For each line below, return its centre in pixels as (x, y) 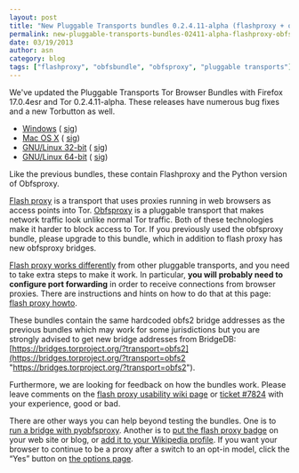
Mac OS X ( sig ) (51, 138)
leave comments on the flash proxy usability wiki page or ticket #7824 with (146, 394)
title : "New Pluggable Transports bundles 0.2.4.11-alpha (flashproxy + (147, 26)
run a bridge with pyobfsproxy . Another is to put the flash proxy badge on (144, 430)
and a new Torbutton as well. (62, 111)
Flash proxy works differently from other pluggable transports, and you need (149, 265)
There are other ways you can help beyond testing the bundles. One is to (143, 421)
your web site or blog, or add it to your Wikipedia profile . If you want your (143, 439)
